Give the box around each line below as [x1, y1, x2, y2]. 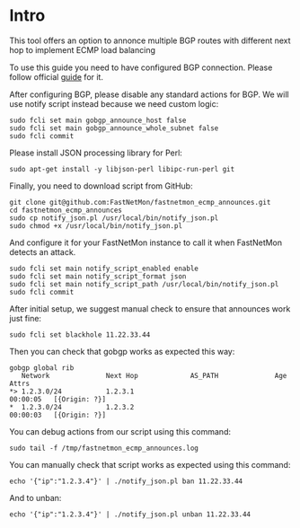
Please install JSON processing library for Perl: [9, 147, 182, 158]
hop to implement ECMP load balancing [9, 44, 155, 55]
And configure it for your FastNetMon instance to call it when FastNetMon [9, 237, 283, 248]
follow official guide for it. [9, 71, 103, 82]
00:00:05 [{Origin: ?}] [9, 394, 106, 404]
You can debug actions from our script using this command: [9, 426, 232, 436]
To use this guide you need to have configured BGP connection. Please [9, 62, 273, 73]
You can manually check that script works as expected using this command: [9, 459, 291, 470]
